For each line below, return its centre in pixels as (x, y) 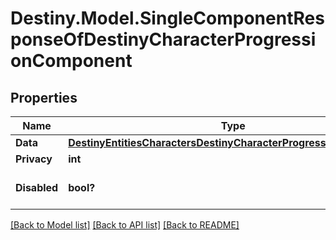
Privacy (34, 159)
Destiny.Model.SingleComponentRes (167, 18)
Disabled (37, 187)
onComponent (71, 61)
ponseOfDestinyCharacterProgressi (163, 39)
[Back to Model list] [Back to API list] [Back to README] (125, 225)
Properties (44, 97)
